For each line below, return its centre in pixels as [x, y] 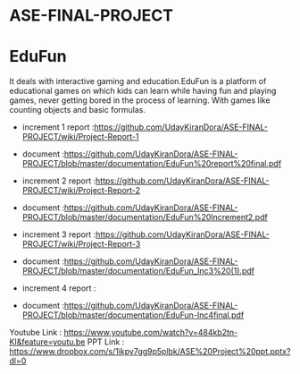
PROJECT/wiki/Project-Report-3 [81, 244]
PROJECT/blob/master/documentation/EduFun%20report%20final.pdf [152, 164]
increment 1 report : [58, 127]
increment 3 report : [59, 234]
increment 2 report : [59, 181]
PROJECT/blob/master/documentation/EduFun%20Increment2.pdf [145, 217]
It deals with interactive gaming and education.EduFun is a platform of [138, 81]
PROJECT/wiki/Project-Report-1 [80, 137]
